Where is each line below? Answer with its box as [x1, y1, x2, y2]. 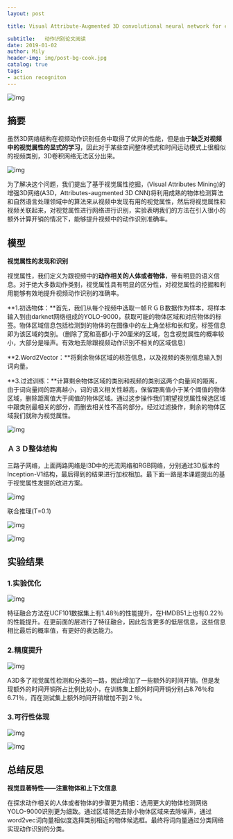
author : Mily [7, 48, 45, 56]
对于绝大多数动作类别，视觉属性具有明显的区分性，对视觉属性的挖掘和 [19, 281, 220, 289]
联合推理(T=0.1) [7, 506, 52, 515]
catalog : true [7, 61, 49, 68]
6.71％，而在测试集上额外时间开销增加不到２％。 [7, 693, 146, 701]
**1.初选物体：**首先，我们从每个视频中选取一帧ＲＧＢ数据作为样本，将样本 [7, 304, 226, 313]
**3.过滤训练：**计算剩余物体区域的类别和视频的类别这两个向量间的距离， [7, 376, 221, 385]
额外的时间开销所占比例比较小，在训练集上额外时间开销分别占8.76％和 [12, 685, 214, 693]
